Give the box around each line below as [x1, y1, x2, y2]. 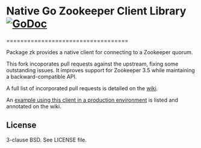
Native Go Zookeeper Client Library [6, 4, 187, 18]
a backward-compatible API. [6, 73, 77, 80]
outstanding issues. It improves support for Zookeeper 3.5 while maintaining [6, 66, 196, 73]
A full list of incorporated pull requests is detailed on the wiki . [6, 84, 158, 91]
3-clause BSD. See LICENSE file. [6, 136, 87, 143]
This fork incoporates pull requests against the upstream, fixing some [6, 60, 179, 67]
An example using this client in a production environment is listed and [6, 96, 179, 103]
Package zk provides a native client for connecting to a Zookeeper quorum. [6, 48, 193, 55]
